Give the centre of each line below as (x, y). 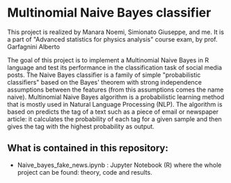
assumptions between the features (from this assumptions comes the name (115, 89)
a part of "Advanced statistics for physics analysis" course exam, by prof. (112, 39)
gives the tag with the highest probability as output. (81, 126)
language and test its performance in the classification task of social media (115, 67)
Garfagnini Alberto (34, 46)
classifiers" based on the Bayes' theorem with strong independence (104, 82)
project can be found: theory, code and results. (85, 172)
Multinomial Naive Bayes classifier (109, 13)
